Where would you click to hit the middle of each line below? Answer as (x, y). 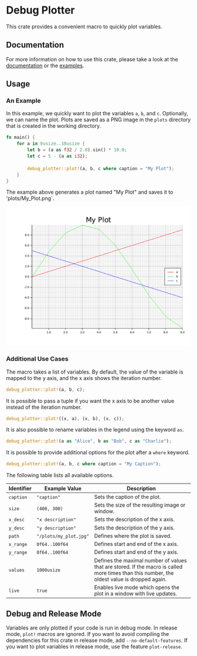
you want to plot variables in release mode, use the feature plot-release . (94, 647)
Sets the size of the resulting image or (140, 505)
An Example (23, 101)
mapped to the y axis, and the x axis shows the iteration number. (84, 378)
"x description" (56, 520)
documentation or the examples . (45, 65)
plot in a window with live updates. (136, 593)
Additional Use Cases (37, 359)
